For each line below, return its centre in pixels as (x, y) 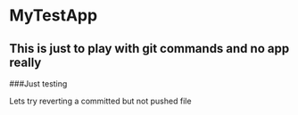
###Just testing (38, 84)
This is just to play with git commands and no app (149, 49)
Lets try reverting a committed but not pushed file (100, 101)
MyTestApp (54, 16)
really (25, 62)
